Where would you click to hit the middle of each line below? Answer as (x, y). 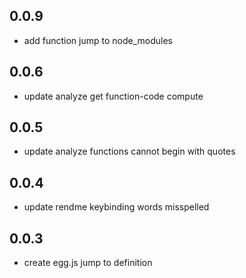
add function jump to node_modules (98, 40)
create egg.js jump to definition (88, 263)
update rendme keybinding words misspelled (116, 207)
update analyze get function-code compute (113, 96)
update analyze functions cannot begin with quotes (129, 151)
